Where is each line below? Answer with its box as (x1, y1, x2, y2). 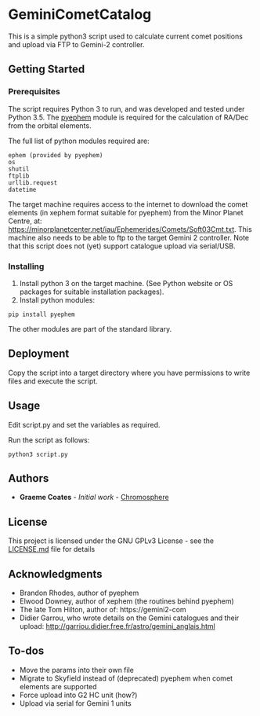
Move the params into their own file (19, 665, 135, 674)
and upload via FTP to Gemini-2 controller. (8, 39, 145, 49)
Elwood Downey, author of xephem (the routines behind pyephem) (19, 596, 235, 606)
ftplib (8, 171, 30, 180)
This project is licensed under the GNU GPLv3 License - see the (8, 536, 214, 545)
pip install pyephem (8, 310, 76, 318)
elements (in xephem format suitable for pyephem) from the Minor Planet (8, 207, 244, 217)
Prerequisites (8, 86, 60, 97)
